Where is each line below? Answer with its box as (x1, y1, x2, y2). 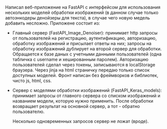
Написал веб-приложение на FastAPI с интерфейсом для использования (5, 4, 161, 10)
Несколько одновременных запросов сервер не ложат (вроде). (12, 118, 149, 124)
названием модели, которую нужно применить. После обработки (12, 98, 154, 104)
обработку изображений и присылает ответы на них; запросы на (12, 40, 152, 46)
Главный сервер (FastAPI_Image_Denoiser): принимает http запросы (12, 30, 158, 35)
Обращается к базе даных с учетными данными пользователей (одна (12, 51, 162, 57)
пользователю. (12, 108, 45, 114)
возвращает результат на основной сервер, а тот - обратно (12, 103, 140, 109)
